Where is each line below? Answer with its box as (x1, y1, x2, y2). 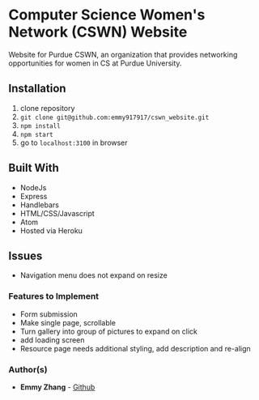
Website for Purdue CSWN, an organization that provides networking (8, 49, 238, 59)
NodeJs (19, 182, 47, 192)
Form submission (19, 309, 79, 319)
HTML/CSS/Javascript (19, 208, 95, 218)
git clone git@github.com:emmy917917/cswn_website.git (19, 113, 210, 121)
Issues (8, 249, 43, 262)
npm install (19, 121, 61, 130)
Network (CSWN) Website (8, 23, 188, 41)
